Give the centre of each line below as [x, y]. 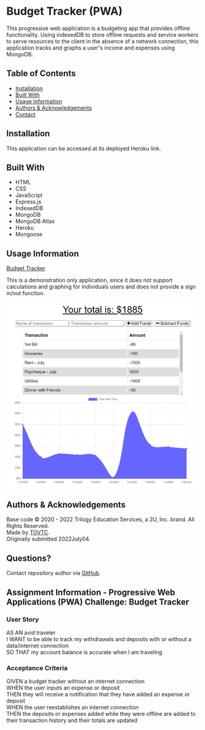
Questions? [29, 558]
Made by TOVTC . [28, 532]
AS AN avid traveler [31, 633]
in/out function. [26, 293]
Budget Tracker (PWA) [65, 11]
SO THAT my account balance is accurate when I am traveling [84, 652]
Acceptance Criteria [37, 668]
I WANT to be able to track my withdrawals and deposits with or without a [99, 639]
